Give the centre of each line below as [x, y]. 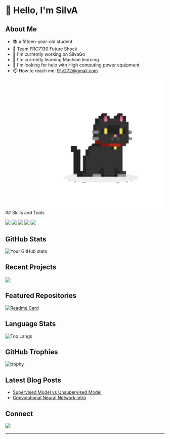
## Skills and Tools [25, 213]
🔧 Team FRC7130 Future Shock [45, 49]
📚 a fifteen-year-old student [42, 42]
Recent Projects [31, 267]
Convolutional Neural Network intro [49, 398]
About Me [21, 29]
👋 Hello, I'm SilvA [42, 10]
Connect [19, 413]
